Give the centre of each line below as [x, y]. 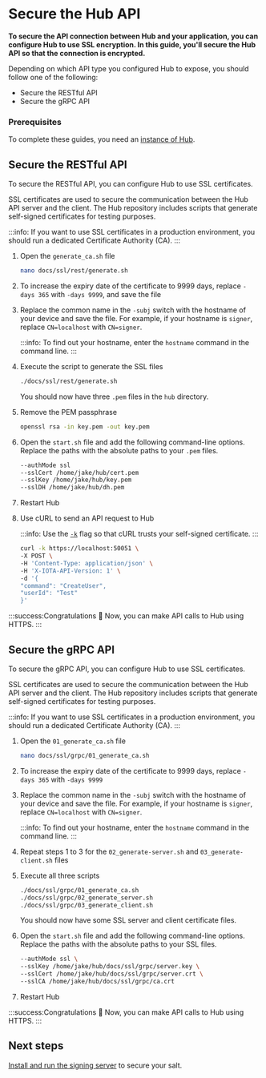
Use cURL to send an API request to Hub [87, 518]
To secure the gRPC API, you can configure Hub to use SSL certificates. [127, 669]
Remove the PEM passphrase [69, 412]
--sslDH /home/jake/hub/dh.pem [72, 488]
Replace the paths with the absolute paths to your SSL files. [118, 944]
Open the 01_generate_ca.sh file [73, 741]
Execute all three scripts [60, 875]
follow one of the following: [53, 77]
